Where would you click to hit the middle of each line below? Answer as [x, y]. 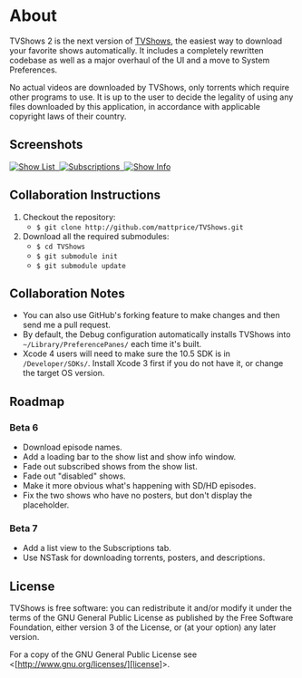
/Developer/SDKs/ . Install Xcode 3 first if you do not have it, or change [153, 363]
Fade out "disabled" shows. [74, 476]
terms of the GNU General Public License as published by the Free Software [151, 618]
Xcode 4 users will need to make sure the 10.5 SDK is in [127, 354]
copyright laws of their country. [68, 116]
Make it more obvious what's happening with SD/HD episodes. [139, 486]
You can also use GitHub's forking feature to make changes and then [151, 315]
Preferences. [34, 70]
